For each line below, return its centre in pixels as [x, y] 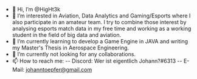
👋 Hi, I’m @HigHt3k [36, 9]
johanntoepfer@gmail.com [59, 70]
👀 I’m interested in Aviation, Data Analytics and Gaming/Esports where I [101, 16]
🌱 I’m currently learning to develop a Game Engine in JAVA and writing [100, 41]
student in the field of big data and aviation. [67, 35]
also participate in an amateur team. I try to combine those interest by [99, 22]
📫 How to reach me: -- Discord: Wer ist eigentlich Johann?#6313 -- [97, 61]
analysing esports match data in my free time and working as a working [102, 28]
